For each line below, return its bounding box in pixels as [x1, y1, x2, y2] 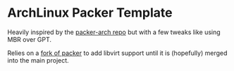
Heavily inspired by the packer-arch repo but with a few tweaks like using [7, 28, 221, 36]
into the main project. [7, 56, 69, 64]
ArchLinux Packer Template [7, 5, 173, 21]
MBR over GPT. [7, 35, 51, 43]
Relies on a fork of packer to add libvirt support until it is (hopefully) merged [7, 49, 228, 57]
